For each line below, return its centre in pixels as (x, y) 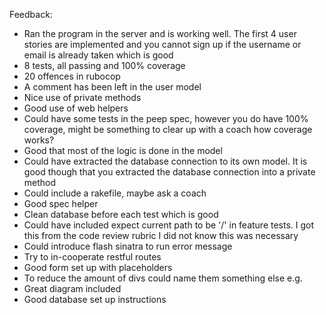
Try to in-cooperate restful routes (92, 257)
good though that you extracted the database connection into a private (169, 172)
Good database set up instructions (95, 299)
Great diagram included (72, 288)
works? (39, 140)
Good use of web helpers (76, 108)
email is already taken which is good (98, 55)
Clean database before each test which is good (121, 214)
